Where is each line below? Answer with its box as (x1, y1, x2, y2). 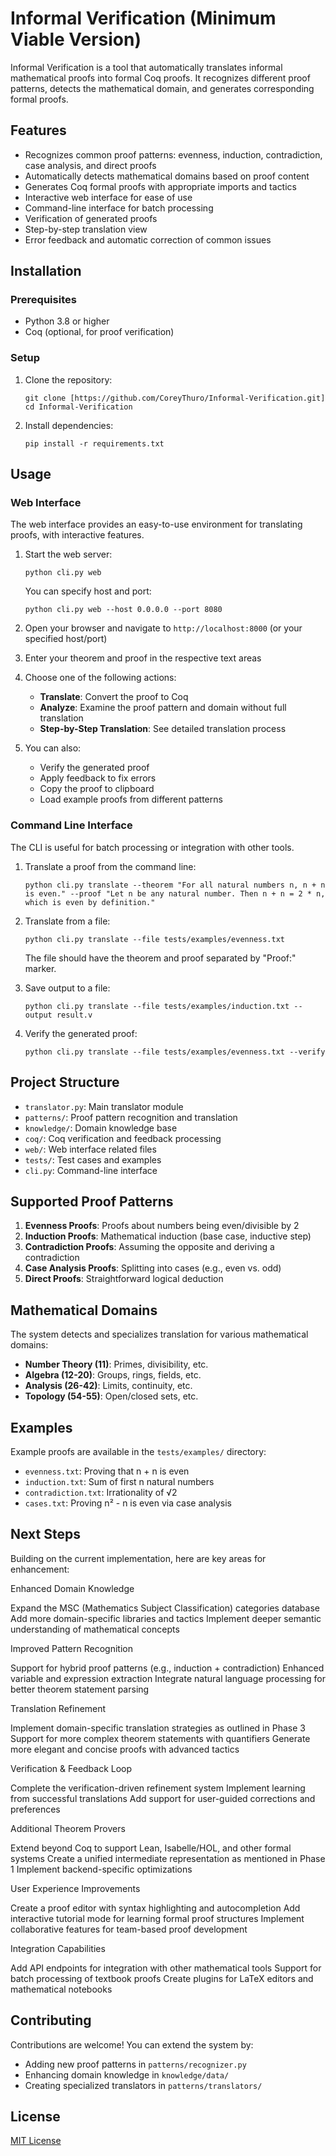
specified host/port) (24, 633, 108, 645)
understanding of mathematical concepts (10, 1623, 180, 1635)
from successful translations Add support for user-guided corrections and (10, 1792, 316, 1804)
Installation (10, 263, 82, 280)
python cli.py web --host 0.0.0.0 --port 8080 (24, 605, 223, 615)
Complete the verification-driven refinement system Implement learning (10, 1782, 306, 1794)
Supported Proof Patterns (10, 1193, 174, 1210)
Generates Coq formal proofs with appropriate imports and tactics (24, 180, 297, 192)
